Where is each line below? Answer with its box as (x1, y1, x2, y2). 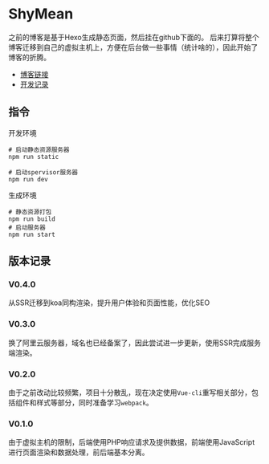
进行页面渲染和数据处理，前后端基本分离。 (8, 447, 149, 458)
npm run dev (8, 175, 48, 183)
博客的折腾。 (8, 52, 51, 62)
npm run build (8, 214, 56, 223)
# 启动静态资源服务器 (8, 145, 70, 153)
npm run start (8, 230, 56, 238)
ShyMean (8, 5, 74, 23)
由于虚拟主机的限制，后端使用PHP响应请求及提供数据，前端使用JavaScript (8, 438, 255, 447)
